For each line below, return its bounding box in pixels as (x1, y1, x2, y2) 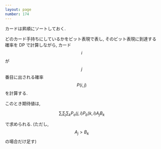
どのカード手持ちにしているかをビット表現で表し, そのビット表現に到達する (5, 36, 157, 42)
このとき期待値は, (5, 100, 41, 106)
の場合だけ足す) (5, 139, 37, 145)
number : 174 (5, 12, 29, 17)
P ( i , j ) (76, 82, 87, 88)
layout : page (5, 7, 32, 12)
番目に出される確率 (5, 74, 44, 80)
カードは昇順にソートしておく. (5, 25, 66, 32)
